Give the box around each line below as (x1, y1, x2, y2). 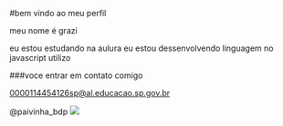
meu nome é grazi (9, 25, 78, 35)
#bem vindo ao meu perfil (9, 8, 107, 18)
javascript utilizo (9, 53, 71, 63)
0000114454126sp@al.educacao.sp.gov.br (9, 88, 171, 98)
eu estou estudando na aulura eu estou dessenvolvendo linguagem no (9, 43, 274, 53)
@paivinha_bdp (9, 106, 68, 117)
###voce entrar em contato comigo (9, 70, 143, 81)
